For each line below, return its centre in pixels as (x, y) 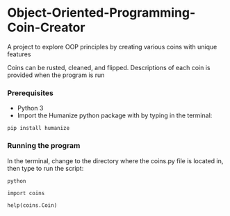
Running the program (44, 146)
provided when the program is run (56, 75)
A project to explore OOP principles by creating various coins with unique (112, 47)
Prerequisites (30, 93)
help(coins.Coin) (32, 205)
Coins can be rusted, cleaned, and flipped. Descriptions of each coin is (109, 67)
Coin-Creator (46, 27)
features (19, 54)
